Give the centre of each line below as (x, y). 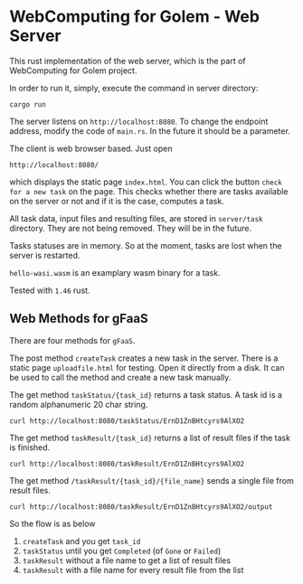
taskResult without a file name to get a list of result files (127, 560)
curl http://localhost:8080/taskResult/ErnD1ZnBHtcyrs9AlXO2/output (141, 507)
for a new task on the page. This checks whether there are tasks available (149, 191)
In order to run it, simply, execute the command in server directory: (134, 88)
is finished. (30, 447)
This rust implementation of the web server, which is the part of (128, 61)
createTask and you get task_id (81, 541)
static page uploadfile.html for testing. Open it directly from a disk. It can (147, 367)
